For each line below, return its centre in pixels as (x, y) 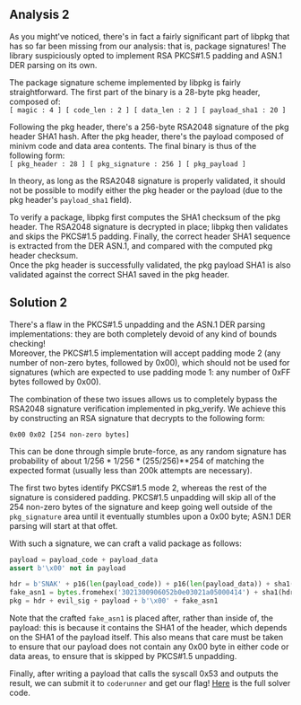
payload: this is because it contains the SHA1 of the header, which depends (148, 627)
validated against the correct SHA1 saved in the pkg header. (120, 274)
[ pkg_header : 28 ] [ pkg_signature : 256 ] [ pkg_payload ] (128, 164)
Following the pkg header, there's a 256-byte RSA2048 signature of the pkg (149, 127)
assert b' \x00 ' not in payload (68, 568)
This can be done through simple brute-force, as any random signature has (148, 451)
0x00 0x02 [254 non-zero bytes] (69, 435)
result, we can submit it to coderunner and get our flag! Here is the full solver (150, 683)
